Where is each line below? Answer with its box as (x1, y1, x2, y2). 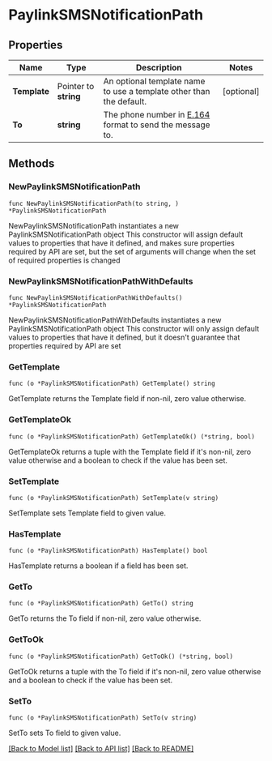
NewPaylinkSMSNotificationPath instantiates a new (8, 220, 180, 230)
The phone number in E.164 (103, 109, 210, 120)
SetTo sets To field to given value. (8, 728, 121, 738)
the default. (103, 96, 147, 107)
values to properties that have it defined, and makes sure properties (8, 237, 235, 248)
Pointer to (57, 81, 95, 92)
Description (136, 62, 182, 73)
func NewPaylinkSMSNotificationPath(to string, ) (8, 199, 180, 207)
